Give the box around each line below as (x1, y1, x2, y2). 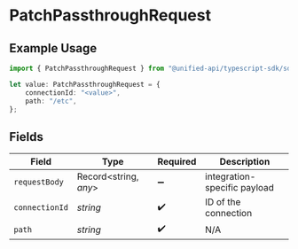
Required (157, 156, 197, 168)
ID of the (205, 196, 241, 208)
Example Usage (9, 41, 98, 56)
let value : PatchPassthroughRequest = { (9, 80, 161, 89)
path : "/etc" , (25, 97, 77, 105)
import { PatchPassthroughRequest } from (9, 64, 165, 73)
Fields (9, 129, 44, 144)
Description (219, 156, 271, 168)
